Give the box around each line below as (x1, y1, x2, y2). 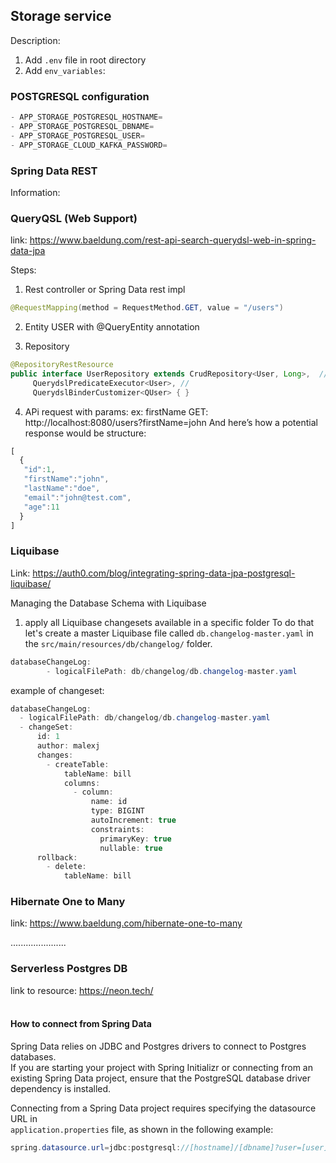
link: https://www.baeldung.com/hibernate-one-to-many (10, 917, 243, 929)
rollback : (36, 852, 78, 863)
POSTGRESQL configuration (10, 89, 150, 103)
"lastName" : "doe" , (23, 484, 101, 494)
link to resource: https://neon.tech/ (10, 984, 154, 996)
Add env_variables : (24, 64, 106, 76)
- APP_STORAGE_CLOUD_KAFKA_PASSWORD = (10, 140, 168, 150)
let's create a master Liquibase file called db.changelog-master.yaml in (24, 627, 314, 639)
